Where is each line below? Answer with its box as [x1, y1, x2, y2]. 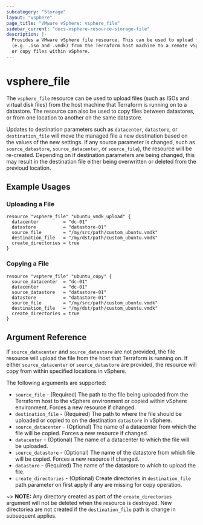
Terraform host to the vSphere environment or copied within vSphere [14, 398, 187, 405]
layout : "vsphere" [6, 15, 53, 21]
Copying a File [6, 259, 50, 268]
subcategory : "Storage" [6, 8, 66, 15]
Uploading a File [6, 200, 55, 208]
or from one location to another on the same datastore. [6, 113, 143, 121]
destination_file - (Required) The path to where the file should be [14, 410, 182, 418]
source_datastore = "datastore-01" [11, 289, 107, 295]
